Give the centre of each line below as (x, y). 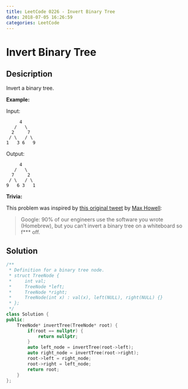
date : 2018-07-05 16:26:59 (39, 17)
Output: (15, 154)
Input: (13, 111)
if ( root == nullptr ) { (55, 331)
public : (16, 320)
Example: (18, 100)
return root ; (44, 369)
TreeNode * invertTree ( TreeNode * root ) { (67, 325)
